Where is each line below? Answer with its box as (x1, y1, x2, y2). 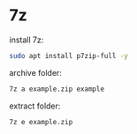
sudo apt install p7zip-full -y (9, 51, 128, 60)
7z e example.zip (9, 117, 73, 126)
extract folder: (9, 100, 61, 111)
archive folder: (9, 67, 62, 78)
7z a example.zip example (9, 85, 104, 93)
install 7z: (9, 34, 44, 45)
